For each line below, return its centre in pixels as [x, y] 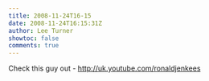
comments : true [34, 46]
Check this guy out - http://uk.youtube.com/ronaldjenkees [104, 68]
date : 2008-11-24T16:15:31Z [55, 23]
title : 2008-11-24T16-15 [50, 16]
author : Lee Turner [41, 30]
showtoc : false [34, 38]
